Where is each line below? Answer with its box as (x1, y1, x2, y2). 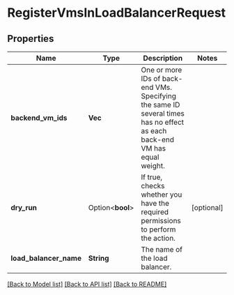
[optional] (191, 203, 224, 212)
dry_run (10, 203, 37, 212)
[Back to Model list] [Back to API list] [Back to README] (7, 280, 167, 288)
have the (141, 199, 169, 208)
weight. (141, 161, 166, 170)
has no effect (141, 117, 185, 127)
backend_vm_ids (10, 113, 68, 123)
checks (141, 181, 165, 190)
